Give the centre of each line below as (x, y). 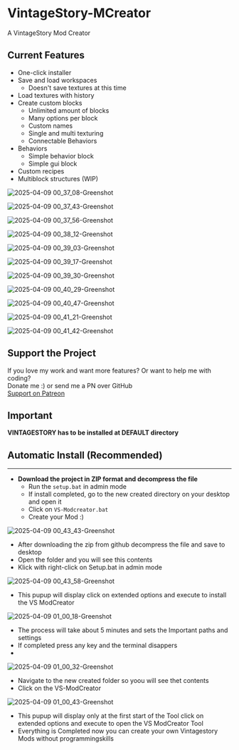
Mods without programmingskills (65, 739)
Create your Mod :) (56, 517)
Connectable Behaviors (63, 141)
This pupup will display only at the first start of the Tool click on (111, 716)
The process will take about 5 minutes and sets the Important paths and (123, 630)
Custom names (51, 126)
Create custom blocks (50, 103)
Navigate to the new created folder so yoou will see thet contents (113, 681)
